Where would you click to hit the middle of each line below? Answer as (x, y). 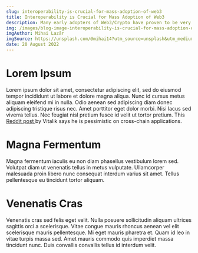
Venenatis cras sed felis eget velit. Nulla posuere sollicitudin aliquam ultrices (99, 220)
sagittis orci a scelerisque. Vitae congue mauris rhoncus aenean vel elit (93, 226)
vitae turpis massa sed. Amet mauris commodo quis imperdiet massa (90, 238)
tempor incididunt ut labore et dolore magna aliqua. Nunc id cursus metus (95, 96)
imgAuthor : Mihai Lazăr (35, 34)
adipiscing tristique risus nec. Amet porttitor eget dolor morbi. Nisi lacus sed (99, 108)
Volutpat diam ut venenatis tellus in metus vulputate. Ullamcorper (85, 167)
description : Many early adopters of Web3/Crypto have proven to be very (99, 22)
